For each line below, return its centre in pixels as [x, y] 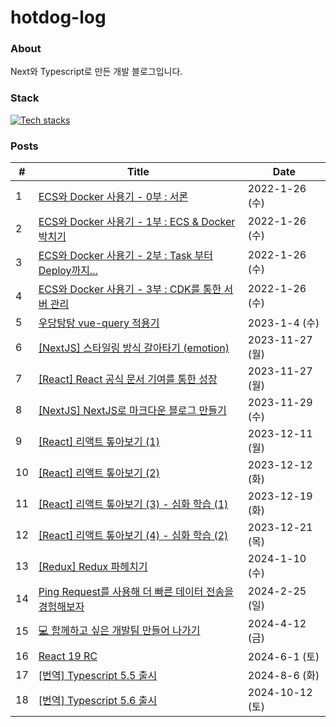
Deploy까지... [68, 271]
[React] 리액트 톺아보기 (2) [99, 473]
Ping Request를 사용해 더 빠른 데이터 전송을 [136, 592]
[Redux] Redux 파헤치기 [93, 567]
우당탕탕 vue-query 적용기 [99, 323]
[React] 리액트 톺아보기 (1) [99, 442]
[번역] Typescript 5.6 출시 [98, 701]
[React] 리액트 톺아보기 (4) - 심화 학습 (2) [133, 536]
